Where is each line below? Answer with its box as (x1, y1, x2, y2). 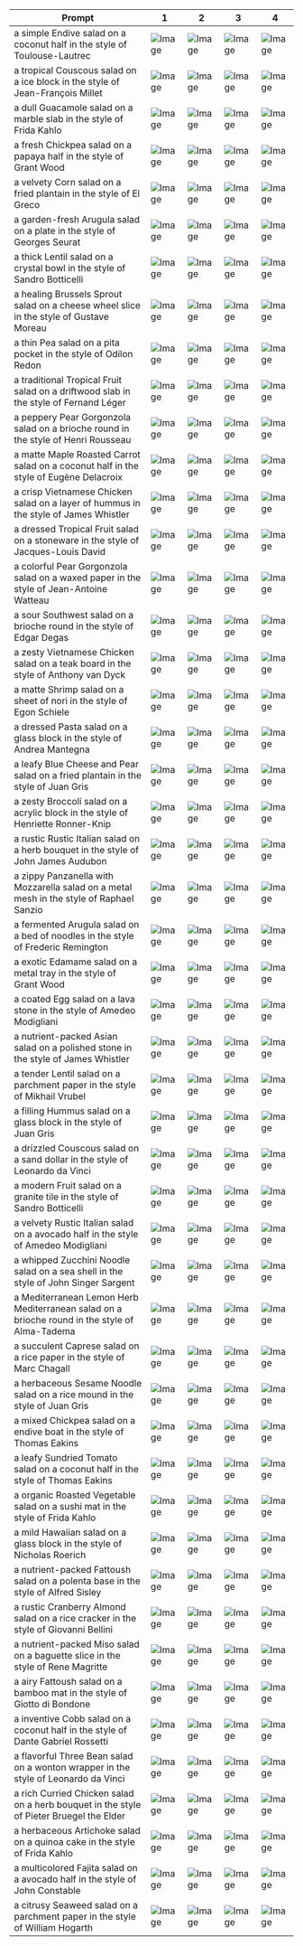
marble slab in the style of (14, 113, 124, 125)
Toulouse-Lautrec (14, 50, 92, 61)
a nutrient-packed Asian (14, 1030, 118, 1042)
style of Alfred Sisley (14, 1586, 102, 1598)
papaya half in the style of (14, 150, 124, 162)
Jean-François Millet (14, 87, 103, 99)
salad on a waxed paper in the (14, 571, 142, 584)
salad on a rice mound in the (14, 1388, 134, 1400)
